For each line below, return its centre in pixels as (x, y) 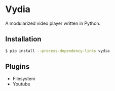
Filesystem (24, 79)
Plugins (17, 67)
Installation (23, 39)
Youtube (21, 84)
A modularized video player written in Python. (53, 23)
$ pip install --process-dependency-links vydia (58, 51)
